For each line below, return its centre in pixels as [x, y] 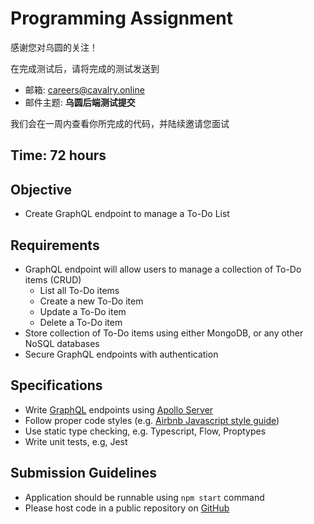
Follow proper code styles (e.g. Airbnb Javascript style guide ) [152, 420]
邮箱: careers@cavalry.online [84, 89]
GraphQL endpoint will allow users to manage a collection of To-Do [163, 269]
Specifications [56, 385]
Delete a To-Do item [81, 322]
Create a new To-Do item [91, 301]
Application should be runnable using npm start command [144, 497]
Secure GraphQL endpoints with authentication [121, 354]
